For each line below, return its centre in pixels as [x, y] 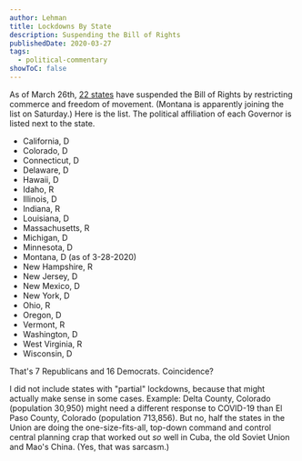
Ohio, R [36, 305]
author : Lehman [38, 18]
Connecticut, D [51, 160]
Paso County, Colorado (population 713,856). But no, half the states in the [147, 417]
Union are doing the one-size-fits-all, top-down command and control [140, 427]
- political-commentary [62, 60]
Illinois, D [40, 199]
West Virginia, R [52, 344]
